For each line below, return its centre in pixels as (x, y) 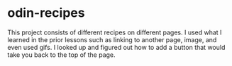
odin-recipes (46, 13)
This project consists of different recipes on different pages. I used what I (115, 32)
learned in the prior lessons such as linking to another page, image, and (112, 39)
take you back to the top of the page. (61, 55)
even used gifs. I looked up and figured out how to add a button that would (116, 47)
